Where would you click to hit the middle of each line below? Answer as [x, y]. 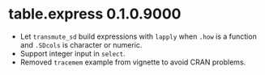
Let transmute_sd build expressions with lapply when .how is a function [138, 36]
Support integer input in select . [73, 53]
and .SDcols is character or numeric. [81, 44]
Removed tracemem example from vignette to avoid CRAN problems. [133, 62]
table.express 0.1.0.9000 [95, 14]
